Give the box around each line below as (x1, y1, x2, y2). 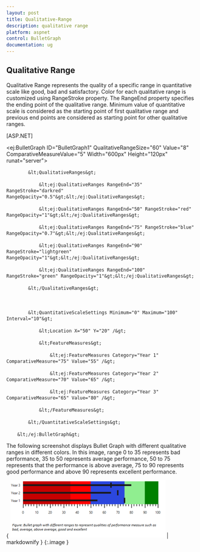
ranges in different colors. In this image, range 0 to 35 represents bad (6, 448, 181, 456)
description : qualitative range (6, 23, 88, 29)
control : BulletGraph (6, 35, 61, 42)
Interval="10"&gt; (6, 316, 53, 322)
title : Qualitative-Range (6, 16, 72, 23)
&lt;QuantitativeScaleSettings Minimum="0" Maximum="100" (28, 310, 178, 316)
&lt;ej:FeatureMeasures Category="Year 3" (49, 389, 159, 395)
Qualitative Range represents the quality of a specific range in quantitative (6, 81, 192, 88)
